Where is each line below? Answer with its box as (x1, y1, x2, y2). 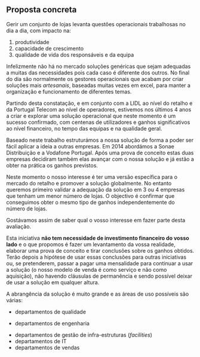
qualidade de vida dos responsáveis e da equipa (14, 51, 134, 58)
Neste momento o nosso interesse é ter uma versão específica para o (6, 173, 178, 181)
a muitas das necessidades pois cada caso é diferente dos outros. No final (6, 69, 190, 76)
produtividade (14, 38, 50, 45)
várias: (6, 296, 23, 303)
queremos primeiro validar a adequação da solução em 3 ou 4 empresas (6, 186, 185, 193)
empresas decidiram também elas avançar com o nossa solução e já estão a (6, 155, 194, 163)
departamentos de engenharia (14, 319, 90, 327)
